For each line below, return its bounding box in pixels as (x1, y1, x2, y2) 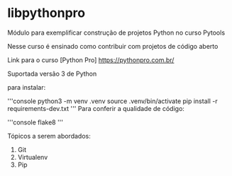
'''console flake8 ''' (7, 118, 64, 127)
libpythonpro (7, 5, 86, 21)
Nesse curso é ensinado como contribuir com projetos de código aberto (7, 42, 219, 50)
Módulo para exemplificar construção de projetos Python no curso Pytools (7, 28, 226, 37)
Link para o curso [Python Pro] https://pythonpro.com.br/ (7, 55, 175, 64)
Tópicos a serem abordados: (7, 131, 91, 140)
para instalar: (7, 83, 46, 91)
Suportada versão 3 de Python (7, 69, 97, 78)
